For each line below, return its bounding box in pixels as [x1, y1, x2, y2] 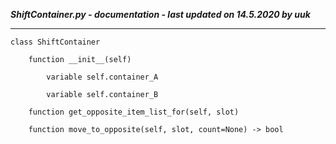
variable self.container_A [46, 72, 159, 82]
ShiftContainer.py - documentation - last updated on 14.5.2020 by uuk [10, 9, 311, 20]
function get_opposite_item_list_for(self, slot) [28, 107, 240, 117]
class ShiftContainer [10, 37, 101, 47]
